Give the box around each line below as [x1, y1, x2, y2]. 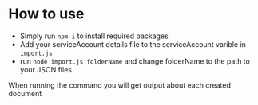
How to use [8, 5, 85, 23]
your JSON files [19, 64, 72, 74]
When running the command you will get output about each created [8, 80, 232, 90]
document [8, 88, 42, 98]
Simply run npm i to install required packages [19, 31, 169, 41]
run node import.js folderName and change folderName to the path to [19, 56, 250, 66]
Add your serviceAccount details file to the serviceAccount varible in [19, 39, 246, 49]
